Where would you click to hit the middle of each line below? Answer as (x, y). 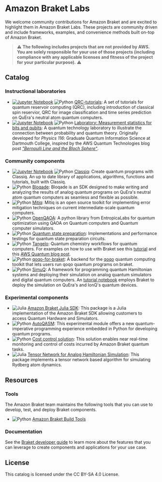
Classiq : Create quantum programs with (114, 171)
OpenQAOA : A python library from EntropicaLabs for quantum (94, 218)
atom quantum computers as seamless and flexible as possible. (75, 197)
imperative (23, 329)
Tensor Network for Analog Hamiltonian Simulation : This (83, 354)
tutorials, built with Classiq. (39, 182)
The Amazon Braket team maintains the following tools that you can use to (79, 404)
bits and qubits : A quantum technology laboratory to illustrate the (77, 128)
